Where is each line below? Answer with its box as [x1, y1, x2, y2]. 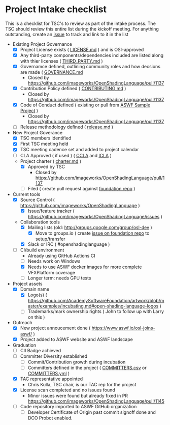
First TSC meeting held [20, 141, 69, 147]
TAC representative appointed [20, 376, 83, 382]
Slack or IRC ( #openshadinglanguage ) [27, 241, 110, 247]
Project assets [12, 281, 43, 287]
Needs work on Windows [27, 258, 81, 264]
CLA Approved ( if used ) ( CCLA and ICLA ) [20, 152, 112, 158]
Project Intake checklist [5, 4, 107, 15]
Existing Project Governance [12, 41, 73, 47]
